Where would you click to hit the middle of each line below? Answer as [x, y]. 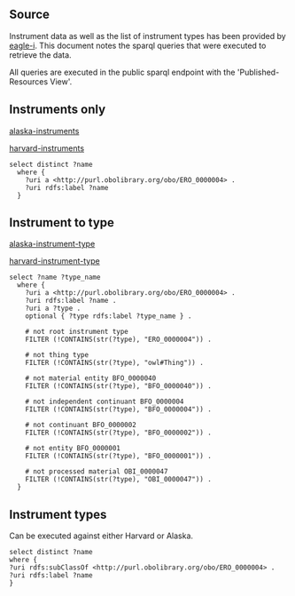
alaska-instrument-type [52, 244]
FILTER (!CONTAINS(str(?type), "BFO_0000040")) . [119, 386]
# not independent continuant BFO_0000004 [105, 402]
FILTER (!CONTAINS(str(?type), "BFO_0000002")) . [119, 433]
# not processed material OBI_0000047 [97, 472]
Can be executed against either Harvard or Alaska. [101, 536]
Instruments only [58, 110]
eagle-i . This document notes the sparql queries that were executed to [138, 45]
